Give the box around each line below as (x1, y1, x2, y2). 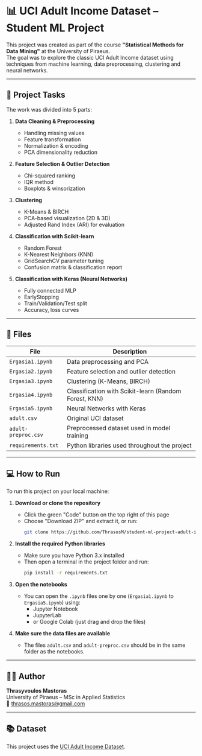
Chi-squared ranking (23, 172, 76, 179)
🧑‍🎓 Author (6, 671, 46, 681)
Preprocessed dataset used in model (67, 424, 171, 432)
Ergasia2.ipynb (9, 368, 53, 375)
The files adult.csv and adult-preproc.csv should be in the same (23, 641, 186, 649)
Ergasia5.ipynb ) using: (23, 599, 81, 606)
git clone (23, 529, 49, 535)
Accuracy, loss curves (23, 306, 79, 313)
